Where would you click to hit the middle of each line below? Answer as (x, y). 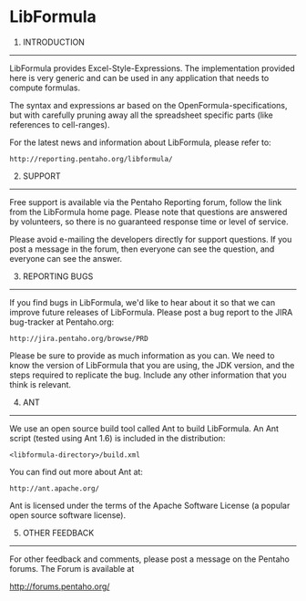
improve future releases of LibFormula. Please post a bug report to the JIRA (151, 312)
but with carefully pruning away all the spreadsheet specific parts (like (141, 115)
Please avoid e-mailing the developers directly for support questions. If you (151, 239)
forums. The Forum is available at (72, 568)
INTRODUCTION (53, 42)
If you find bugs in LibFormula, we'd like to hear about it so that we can (143, 302)
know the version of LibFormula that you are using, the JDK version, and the (152, 365)
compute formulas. (45, 88)
